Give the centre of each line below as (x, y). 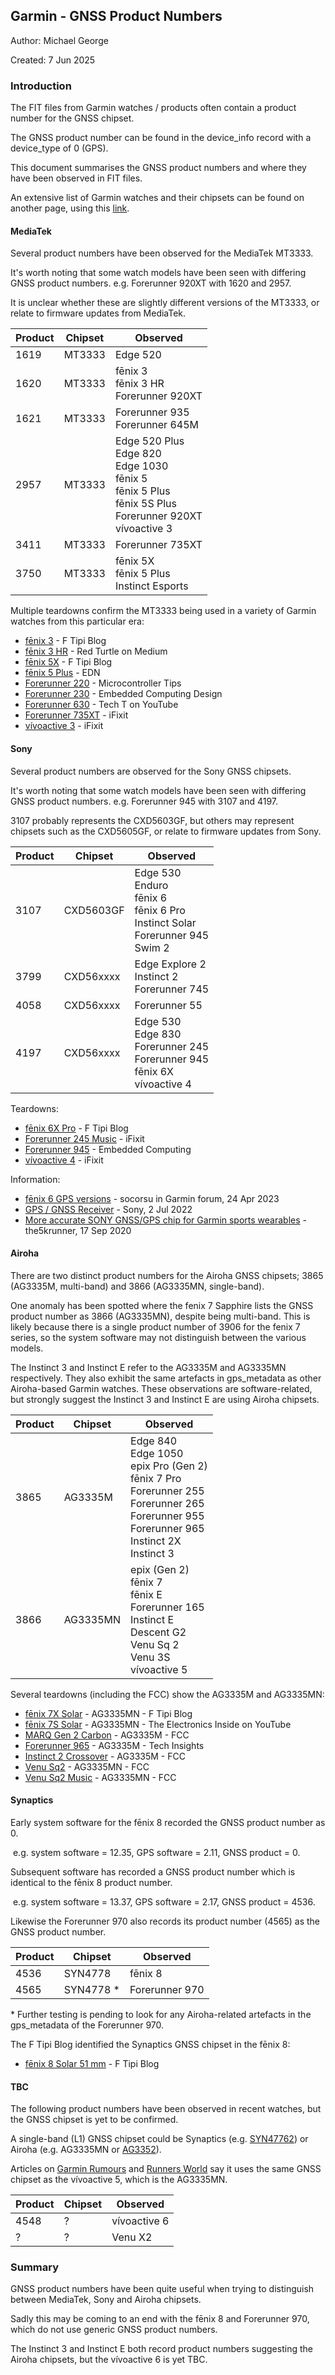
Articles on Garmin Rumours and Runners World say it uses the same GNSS (166, 2169)
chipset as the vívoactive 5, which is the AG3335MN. (119, 2180)
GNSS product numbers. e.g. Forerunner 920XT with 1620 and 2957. (151, 283)
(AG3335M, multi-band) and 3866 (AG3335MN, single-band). (137, 1286)
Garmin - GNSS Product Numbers (116, 16)
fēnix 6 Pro (160, 910)
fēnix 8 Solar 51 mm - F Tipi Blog (92, 2063)
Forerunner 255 (167, 1491)
